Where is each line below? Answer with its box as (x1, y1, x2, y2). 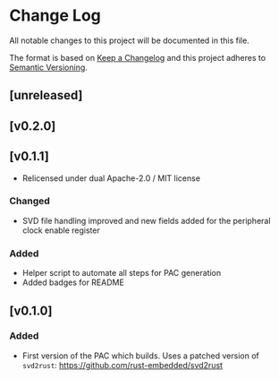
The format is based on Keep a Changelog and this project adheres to (9, 52, 266, 63)
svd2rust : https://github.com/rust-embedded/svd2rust (21, 359, 224, 370)
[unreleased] (9, 88, 83, 103)
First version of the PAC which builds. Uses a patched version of (21, 350, 259, 361)
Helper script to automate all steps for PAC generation (21, 268, 222, 279)
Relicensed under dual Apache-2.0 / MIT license (21, 172, 201, 184)
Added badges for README (21, 277, 125, 288)
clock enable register (21, 225, 100, 236)
